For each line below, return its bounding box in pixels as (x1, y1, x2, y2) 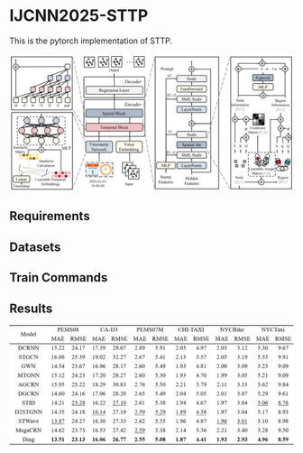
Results (9, 300, 53, 316)
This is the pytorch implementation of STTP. (9, 35, 173, 46)
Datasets (9, 239, 61, 254)
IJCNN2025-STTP (9, 5, 149, 26)
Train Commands (9, 270, 108, 285)
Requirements (9, 208, 90, 224)
